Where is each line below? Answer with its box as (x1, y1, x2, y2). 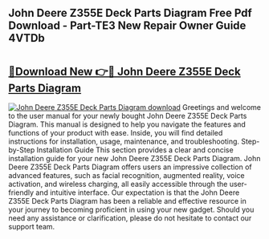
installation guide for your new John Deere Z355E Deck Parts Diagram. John (8, 154, 261, 163)
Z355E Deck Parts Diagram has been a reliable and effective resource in (8, 196, 247, 205)
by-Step (8, 145, 35, 155)
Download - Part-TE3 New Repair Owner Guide (8, 19, 247, 33)
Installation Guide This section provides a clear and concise (36, 145, 234, 155)
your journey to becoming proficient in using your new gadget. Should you (8, 205, 255, 214)
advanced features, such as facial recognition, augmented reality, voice (8, 171, 245, 180)
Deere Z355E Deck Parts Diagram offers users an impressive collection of (8, 162, 253, 172)
